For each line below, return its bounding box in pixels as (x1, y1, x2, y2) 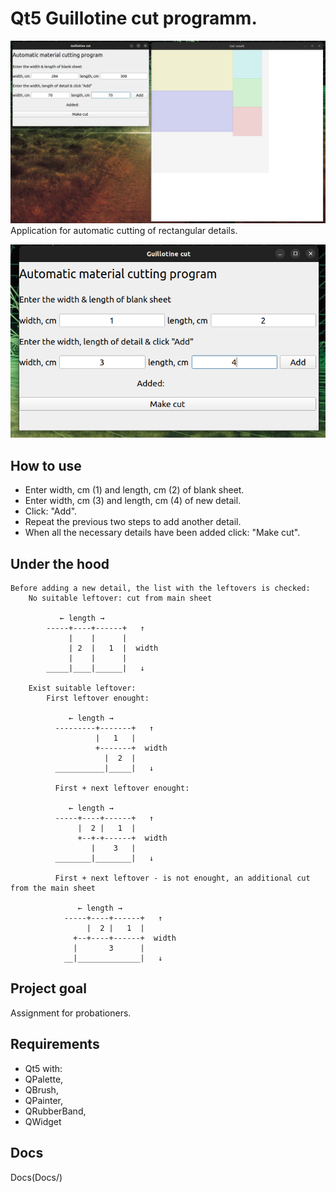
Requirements (10, 1036, 100, 1053)
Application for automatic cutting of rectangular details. (10, 225, 238, 237)
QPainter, (24, 1094, 64, 1106)
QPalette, (24, 1073, 64, 1085)
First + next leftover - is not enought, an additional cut (54, 873, 311, 884)
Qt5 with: (24, 1062, 63, 1074)
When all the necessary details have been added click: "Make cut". (24, 527, 301, 539)
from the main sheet (10, 883, 97, 894)
